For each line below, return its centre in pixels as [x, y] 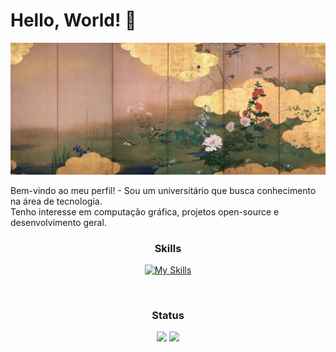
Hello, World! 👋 [73, 20]
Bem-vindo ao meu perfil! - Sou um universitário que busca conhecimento [163, 190]
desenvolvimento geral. [58, 222]
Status [168, 315]
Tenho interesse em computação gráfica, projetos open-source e [145, 211]
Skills [168, 248]
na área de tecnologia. [56, 201]
